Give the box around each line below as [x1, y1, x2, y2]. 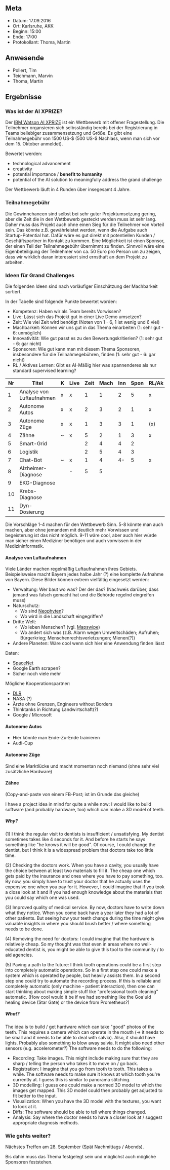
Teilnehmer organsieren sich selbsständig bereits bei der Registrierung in [5, 125, 158, 131]
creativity [12, 166, 32, 172]
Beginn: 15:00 [12, 28, 41, 34]
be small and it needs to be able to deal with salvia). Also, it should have [5, 1034, 155, 1040]
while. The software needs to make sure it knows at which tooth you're [12, 1071, 160, 1077]
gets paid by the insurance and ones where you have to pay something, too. [5, 873, 164, 879]
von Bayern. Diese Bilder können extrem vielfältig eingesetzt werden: [5, 577, 149, 583]
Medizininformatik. [5, 543, 45, 549]
